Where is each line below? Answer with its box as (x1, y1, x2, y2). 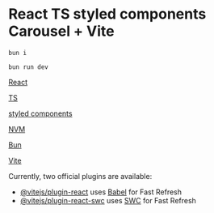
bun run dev (8, 62, 48, 71)
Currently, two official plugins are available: (8, 171, 153, 181)
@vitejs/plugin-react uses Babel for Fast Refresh (19, 187, 183, 197)
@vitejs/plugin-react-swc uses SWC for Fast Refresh (19, 195, 196, 205)
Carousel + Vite (8, 22, 115, 40)
